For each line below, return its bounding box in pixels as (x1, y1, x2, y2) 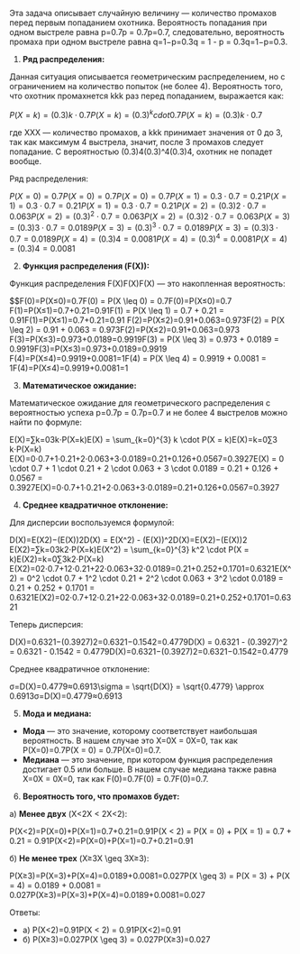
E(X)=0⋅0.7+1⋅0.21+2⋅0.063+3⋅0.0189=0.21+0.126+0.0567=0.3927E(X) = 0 (9, 453, 285, 463)
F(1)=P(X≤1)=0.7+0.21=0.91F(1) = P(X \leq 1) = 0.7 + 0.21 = (9, 305, 225, 316)
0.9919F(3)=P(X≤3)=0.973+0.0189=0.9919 (9, 343, 168, 354)
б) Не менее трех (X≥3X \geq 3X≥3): (9, 852, 150, 864)
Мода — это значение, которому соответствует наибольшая (22, 725, 258, 736)
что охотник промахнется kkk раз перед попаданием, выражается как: (9, 90, 285, 101)
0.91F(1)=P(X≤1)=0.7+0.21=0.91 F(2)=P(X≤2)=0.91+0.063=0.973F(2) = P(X (9, 315, 286, 326)
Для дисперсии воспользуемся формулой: (9, 517, 175, 527)
